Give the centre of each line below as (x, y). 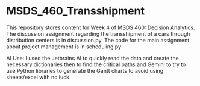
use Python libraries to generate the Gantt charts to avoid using (85, 70)
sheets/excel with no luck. (39, 77)
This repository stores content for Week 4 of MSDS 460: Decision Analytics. (101, 27)
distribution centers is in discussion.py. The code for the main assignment (98, 40)
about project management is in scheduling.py (64, 47)
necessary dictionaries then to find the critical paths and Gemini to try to (96, 64)
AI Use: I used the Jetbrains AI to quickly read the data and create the (92, 58)
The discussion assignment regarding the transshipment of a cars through (98, 33)
